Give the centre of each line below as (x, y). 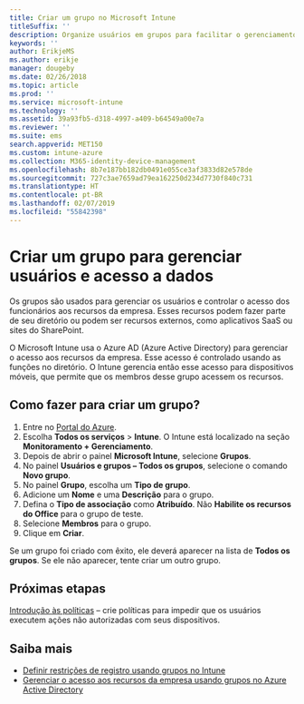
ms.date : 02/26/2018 (48, 77)
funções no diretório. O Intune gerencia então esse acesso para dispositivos (152, 367)
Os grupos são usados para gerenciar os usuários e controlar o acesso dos (150, 301)
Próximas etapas (57, 588)
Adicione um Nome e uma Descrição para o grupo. (118, 494)
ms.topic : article (44, 85)
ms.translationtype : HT (54, 187)
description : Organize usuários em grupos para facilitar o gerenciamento (153, 34)
